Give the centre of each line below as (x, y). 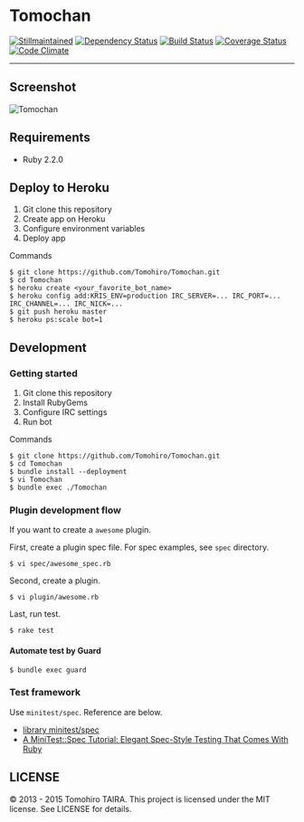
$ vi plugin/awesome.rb (54, 598)
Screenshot (43, 87)
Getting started (44, 373)
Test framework (45, 693)
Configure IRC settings (65, 412)
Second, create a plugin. (55, 581)
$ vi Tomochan (36, 480)
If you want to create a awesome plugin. (81, 530)
